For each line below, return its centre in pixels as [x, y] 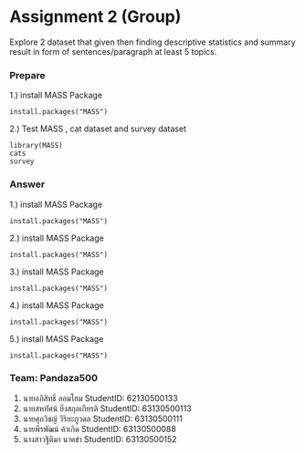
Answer [27, 184]
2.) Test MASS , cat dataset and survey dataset [98, 129]
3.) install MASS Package [57, 272]
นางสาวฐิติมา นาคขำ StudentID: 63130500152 [100, 439]
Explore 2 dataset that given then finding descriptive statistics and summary [152, 42]
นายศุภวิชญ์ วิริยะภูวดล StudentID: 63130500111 [102, 418]
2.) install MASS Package [57, 238]
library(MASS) [37, 146]
